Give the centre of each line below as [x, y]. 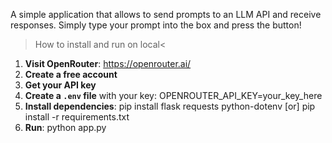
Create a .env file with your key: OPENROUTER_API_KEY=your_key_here [173, 95]
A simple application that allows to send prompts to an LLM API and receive [166, 14]
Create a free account [71, 74]
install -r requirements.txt [77, 117]
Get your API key [60, 85]
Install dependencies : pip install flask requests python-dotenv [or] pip [170, 106]
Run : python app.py [65, 127]
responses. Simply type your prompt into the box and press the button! [156, 25]
